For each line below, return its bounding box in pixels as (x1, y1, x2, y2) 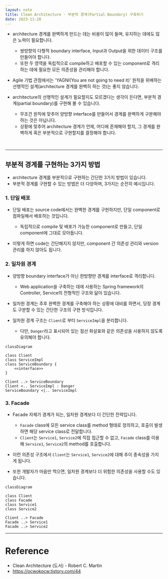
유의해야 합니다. (19, 334, 51, 340)
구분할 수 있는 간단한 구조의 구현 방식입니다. (17, 306, 103, 313)
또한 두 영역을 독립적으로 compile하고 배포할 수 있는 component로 (19, 61, 150, 67)
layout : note (5, 7, 32, 13)
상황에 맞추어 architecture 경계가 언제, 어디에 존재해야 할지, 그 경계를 (19, 124, 155, 130)
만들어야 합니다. (19, 54, 51, 60)
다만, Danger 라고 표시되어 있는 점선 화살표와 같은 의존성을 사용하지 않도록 (19, 328, 163, 334)
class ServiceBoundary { (5, 361, 57, 367)
